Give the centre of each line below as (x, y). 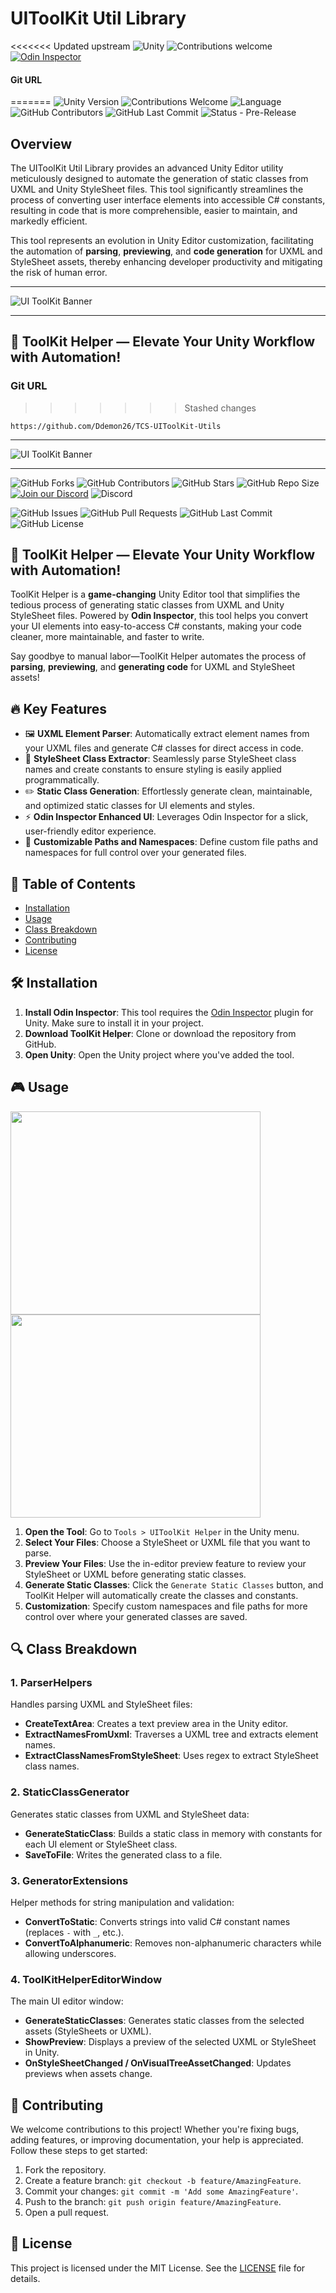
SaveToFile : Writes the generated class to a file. (123, 1854)
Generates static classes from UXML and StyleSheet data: (130, 1814)
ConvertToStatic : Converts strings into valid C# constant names (157, 1921)
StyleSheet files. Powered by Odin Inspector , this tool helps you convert (159, 616)
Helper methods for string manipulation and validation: (122, 1902)
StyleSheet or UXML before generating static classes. (135, 1574)
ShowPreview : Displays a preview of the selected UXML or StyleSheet (170, 2042)
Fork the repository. (65, 2170)
